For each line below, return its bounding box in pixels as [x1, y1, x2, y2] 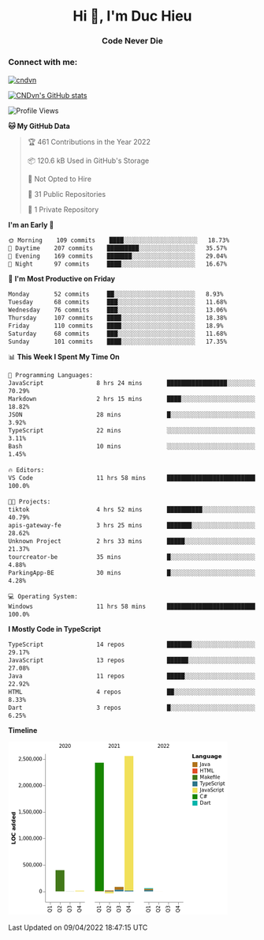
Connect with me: [8, 57, 78, 68]
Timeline [8, 726, 38, 735]
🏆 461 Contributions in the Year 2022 [27, 138, 151, 147]
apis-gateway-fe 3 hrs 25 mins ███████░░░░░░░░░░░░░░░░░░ [8, 522, 256, 530]
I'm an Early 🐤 [8, 221, 54, 230]
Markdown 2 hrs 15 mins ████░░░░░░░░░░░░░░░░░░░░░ [8, 395, 256, 403]
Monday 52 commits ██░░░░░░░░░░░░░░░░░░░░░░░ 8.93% [8, 290, 224, 299]
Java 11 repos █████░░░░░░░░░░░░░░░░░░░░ [8, 672, 256, 681]
